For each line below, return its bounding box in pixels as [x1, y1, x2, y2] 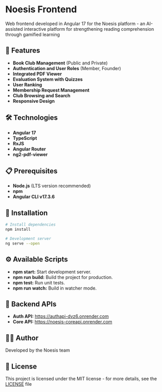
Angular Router [12, 146, 46, 152]
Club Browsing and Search [12, 92, 71, 98]
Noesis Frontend [5, 4, 77, 15]
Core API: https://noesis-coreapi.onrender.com [12, 319, 112, 325]
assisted [5, 26, 23, 32]
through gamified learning [5, 31, 60, 37]
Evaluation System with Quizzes [12, 76, 83, 82]
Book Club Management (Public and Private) [12, 60, 108, 66]
